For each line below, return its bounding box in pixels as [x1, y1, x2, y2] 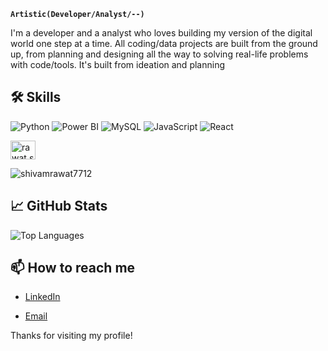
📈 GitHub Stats [10, 198, 108, 215]
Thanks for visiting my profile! [10, 330, 133, 342]
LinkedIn [24, 291, 61, 303]
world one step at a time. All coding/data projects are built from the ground [10, 38, 318, 49]
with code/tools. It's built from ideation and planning [10, 59, 225, 70]
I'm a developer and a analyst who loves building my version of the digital [10, 27, 313, 39]
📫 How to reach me [10, 260, 136, 277]
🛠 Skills [10, 89, 62, 106]
